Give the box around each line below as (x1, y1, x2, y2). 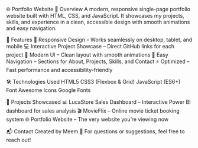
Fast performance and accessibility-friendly (6, 67, 113, 73)
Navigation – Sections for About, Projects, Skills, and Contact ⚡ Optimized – (6, 58, 190, 65)
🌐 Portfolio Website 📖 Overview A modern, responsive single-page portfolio (6, 6, 191, 12)
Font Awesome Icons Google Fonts (6, 87, 91, 94)
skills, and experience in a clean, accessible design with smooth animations (6, 18, 190, 25)
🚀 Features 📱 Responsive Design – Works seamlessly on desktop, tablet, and (6, 36, 193, 43)
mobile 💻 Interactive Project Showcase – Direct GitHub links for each (6, 43, 175, 50)
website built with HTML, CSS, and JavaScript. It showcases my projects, (6, 12, 184, 19)
